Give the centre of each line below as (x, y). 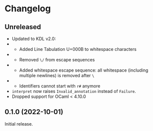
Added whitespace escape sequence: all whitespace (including (84, 70)
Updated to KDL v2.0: (34, 39)
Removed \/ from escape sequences (57, 60)
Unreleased (23, 27)
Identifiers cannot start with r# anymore (60, 86)
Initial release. (19, 124)
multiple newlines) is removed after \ (57, 75)
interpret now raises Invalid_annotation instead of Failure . (74, 91)
